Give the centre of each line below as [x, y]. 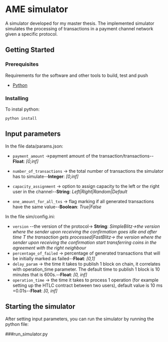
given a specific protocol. [31, 34]
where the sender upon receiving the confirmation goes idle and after [85, 231]
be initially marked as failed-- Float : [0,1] [54, 258]
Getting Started [30, 50]
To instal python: [23, 109]
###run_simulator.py [26, 334]
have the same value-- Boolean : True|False [57, 207]
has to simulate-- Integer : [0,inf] [46, 176]
